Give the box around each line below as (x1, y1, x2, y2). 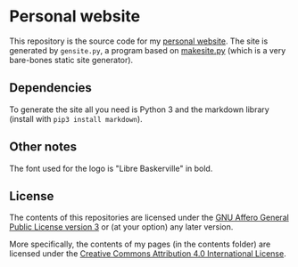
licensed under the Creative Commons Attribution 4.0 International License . (9, 248, 287, 259)
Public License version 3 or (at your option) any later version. (9, 222, 234, 232)
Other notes (9, 140, 78, 155)
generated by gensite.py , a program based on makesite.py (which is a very (9, 44, 286, 55)
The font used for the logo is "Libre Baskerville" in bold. (9, 163, 213, 174)
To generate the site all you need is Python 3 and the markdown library (9, 104, 269, 115)
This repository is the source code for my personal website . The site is (9, 36, 269, 46)
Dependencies (9, 80, 92, 95)
